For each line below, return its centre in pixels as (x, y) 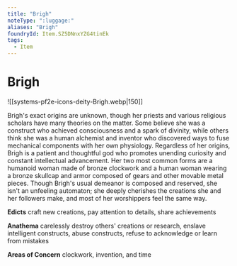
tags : (15, 40)
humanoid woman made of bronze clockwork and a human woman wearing (117, 168)
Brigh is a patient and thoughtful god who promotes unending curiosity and (117, 153)
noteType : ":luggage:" (41, 21)
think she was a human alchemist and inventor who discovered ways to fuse (118, 138)
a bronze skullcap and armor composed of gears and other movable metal (116, 175)
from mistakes (28, 240)
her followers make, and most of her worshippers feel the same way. (107, 198)
